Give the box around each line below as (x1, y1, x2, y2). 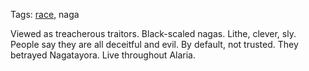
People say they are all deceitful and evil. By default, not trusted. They (10, 39, 299, 50)
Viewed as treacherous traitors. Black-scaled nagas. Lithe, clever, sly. (10, 28, 297, 39)
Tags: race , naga (10, 9, 80, 20)
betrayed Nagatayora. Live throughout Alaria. (10, 49, 196, 61)
